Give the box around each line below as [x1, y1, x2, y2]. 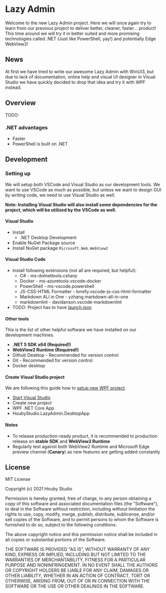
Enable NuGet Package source [12, 240, 76, 246]
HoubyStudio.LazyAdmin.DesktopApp [12, 410, 89, 416]
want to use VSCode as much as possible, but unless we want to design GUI [5, 187, 162, 193]
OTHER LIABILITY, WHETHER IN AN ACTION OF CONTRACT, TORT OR [5, 573, 150, 579]
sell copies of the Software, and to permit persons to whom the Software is [5, 517, 159, 523]
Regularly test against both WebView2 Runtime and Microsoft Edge [12, 443, 150, 450]
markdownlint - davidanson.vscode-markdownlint [19, 299, 122, 305]
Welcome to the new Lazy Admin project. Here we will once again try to [5, 20, 152, 26]
